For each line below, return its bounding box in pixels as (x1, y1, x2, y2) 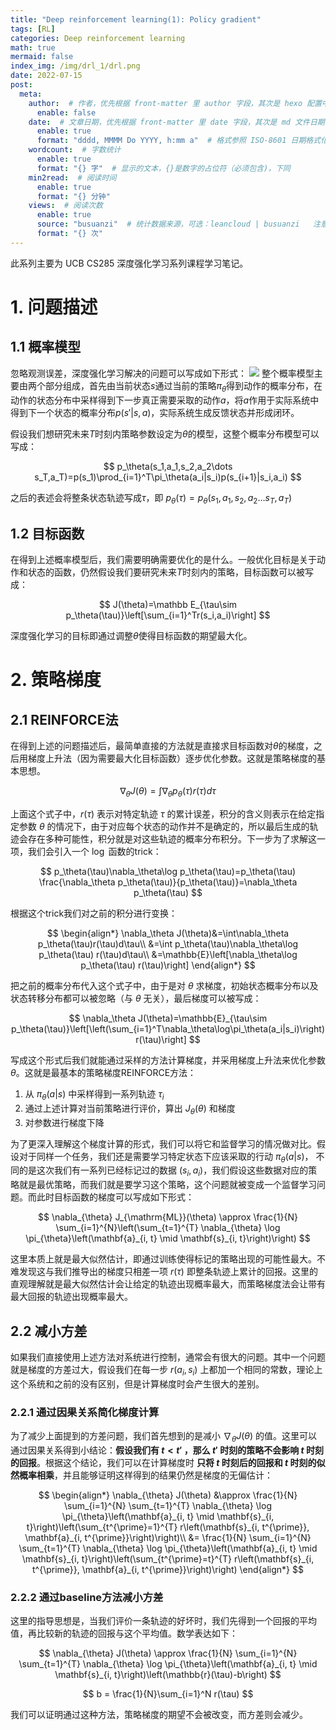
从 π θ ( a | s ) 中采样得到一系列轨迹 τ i (24, 1087, 165, 1102)
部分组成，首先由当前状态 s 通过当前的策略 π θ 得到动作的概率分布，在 (44, 379, 323, 394)
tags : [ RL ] (10, 24, 56, 34)
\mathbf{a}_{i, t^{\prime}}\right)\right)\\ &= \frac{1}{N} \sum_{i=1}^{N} (24, 1531, 312, 1543)
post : (10, 80, 33, 90)
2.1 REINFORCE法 (10, 711, 119, 728)
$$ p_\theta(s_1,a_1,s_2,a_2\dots (103, 460, 233, 472)
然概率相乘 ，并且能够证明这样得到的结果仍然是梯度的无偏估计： (10, 1469, 273, 1481)
